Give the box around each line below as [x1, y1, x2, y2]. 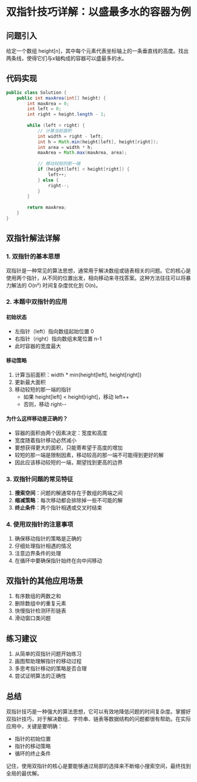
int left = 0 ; [27, 106, 62, 112]
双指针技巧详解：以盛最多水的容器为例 [6, 5, 192, 19]
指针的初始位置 [14, 735, 51, 743]
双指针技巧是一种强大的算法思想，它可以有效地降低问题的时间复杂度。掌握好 [6, 708, 191, 715]
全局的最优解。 [6, 770, 42, 777]
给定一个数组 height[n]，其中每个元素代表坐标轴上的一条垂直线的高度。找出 [6, 48, 189, 54]
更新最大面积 [14, 378, 46, 386]
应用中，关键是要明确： [6, 723, 63, 730]
